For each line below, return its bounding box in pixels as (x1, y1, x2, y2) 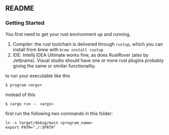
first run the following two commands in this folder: (5, 110, 113, 117)
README (5, 4, 34, 13)
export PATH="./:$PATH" (5, 125, 56, 130)
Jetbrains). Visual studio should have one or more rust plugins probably (12, 57, 164, 63)
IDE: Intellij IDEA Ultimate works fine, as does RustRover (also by (12, 52, 149, 58)
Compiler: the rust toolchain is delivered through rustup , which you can (12, 41, 163, 47)
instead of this (5, 92, 36, 98)
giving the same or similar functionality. (12, 62, 96, 69)
